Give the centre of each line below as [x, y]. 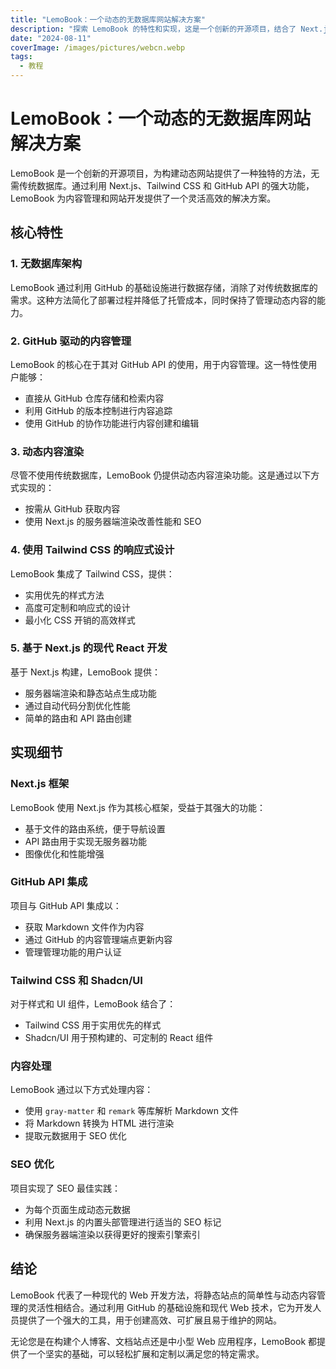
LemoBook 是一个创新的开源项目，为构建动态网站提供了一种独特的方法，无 [165, 173]
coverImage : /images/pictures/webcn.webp [98, 47]
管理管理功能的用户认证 [73, 952]
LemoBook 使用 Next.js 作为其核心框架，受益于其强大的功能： [138, 807]
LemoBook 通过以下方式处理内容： [82, 1090]
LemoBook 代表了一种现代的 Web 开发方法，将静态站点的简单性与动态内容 [163, 1295]
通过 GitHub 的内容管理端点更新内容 [98, 939]
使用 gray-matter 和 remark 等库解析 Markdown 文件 [131, 1111]
